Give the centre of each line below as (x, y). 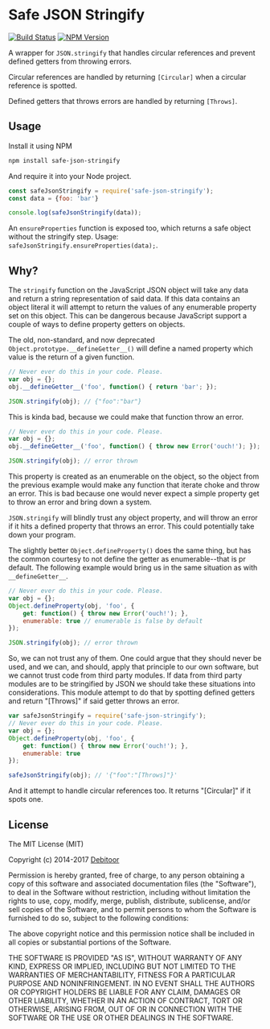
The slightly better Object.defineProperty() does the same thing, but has (130, 550)
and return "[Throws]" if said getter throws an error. (94, 701)
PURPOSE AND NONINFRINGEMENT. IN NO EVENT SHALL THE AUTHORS (132, 983)
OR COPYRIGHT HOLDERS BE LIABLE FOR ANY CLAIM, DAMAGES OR (125, 992)
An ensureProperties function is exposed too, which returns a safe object (130, 228)
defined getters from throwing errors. (70, 61)
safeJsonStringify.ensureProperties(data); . (83, 245)
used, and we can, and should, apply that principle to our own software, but (133, 667)
